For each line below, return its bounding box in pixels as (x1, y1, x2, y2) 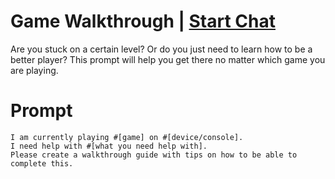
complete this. (10, 158, 74, 169)
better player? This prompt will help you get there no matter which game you (10, 53, 326, 65)
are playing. (10, 64, 59, 76)
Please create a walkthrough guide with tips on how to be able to (10, 150, 298, 160)
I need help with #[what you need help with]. (10, 141, 208, 151)
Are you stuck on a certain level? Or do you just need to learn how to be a (10, 43, 313, 55)
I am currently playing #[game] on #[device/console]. (10, 132, 244, 142)
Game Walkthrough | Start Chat (10, 10, 276, 33)
